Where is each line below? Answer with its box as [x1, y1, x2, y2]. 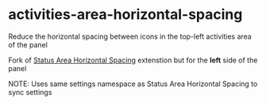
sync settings [8, 87, 52, 96]
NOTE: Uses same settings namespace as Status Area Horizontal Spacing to [8, 79, 258, 88]
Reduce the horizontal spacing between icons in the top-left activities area [8, 32, 252, 41]
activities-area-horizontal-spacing [8, 6, 243, 24]
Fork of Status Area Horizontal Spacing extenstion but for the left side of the [8, 55, 258, 65]
